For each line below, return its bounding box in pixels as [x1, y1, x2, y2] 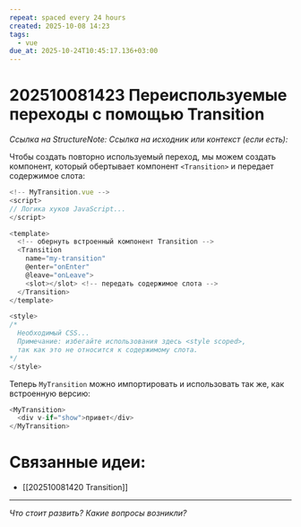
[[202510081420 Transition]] [21, 482, 128, 493]
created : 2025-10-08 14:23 [9, 22, 110, 31]
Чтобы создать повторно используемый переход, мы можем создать [9, 152, 276, 162]
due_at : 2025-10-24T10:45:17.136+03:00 [9, 47, 159, 56]
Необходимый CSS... [17, 329, 90, 338]
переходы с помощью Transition [9, 104, 265, 125]
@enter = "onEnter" [25, 262, 90, 272]
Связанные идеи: [9, 452, 146, 472]
